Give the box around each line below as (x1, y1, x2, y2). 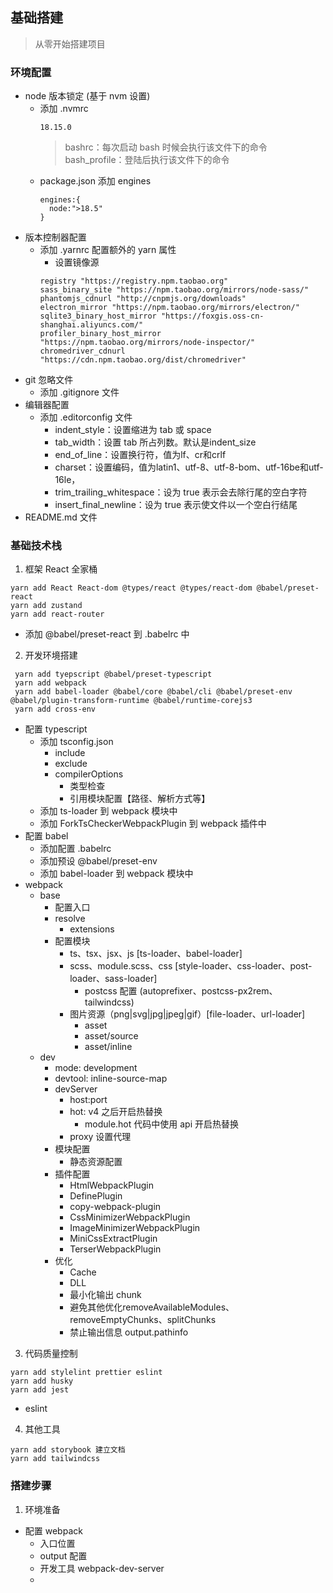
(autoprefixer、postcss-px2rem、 (139, 985, 278, 997)
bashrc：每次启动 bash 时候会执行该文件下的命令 (64, 141, 268, 153)
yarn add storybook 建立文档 (10, 1445, 126, 1455)
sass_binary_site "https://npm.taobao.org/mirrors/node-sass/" (39, 285, 310, 295)
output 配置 (39, 1549, 88, 1562)
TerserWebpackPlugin (69, 1243, 162, 1255)
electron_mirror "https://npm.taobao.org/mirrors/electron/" (39, 303, 300, 313)
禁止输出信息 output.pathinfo (69, 1326, 189, 1338)
